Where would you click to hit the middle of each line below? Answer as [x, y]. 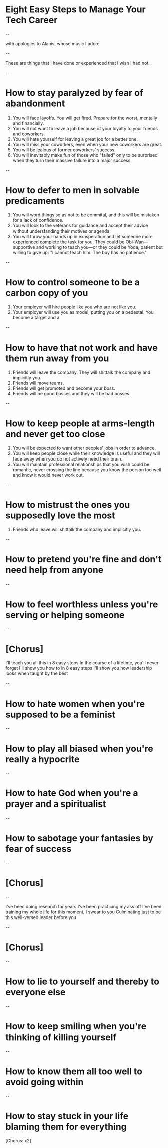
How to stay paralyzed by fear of [74, 93]
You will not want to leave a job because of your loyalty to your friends [85, 128]
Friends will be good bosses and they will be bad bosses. [71, 393]
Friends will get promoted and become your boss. [64, 388]
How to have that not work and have [81, 347]
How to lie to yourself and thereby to [82, 982]
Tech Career [31, 20]
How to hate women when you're [75, 704]
